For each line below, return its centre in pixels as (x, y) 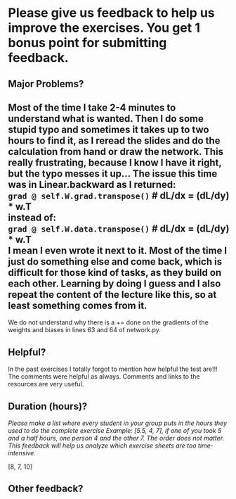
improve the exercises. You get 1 (104, 28)
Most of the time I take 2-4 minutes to (92, 107)
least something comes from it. (78, 305)
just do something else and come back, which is (115, 261)
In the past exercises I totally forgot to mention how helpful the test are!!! (113, 369)
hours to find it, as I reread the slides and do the (114, 140)
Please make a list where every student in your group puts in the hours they (118, 423)
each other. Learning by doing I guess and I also (114, 283)
